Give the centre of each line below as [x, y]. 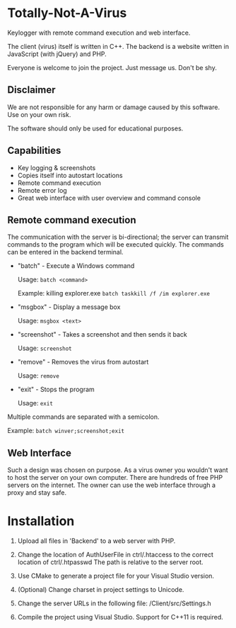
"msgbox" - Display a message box [69, 307]
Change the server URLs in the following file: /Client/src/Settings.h [114, 603]
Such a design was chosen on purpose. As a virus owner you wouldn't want [118, 470]
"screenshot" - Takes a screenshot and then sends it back [102, 335]
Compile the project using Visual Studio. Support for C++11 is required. [120, 617]
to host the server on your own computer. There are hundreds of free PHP [115, 478]
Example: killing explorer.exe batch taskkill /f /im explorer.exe [114, 293]
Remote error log [42, 190]
